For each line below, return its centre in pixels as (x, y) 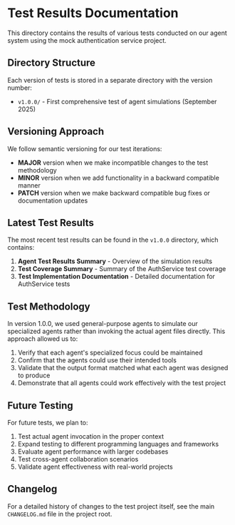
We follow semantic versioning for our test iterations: (85, 148)
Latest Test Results (51, 223)
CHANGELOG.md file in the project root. (60, 514)
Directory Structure (52, 63)
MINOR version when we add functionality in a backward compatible (118, 178)
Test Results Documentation (93, 13)
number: (20, 88)
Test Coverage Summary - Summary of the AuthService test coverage (122, 269)
